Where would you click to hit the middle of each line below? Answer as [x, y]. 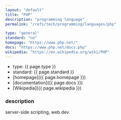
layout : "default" [25, 10]
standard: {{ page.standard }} [43, 72]
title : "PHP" [19, 15]
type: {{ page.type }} [34, 66]
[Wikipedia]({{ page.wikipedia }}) [47, 88]
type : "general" [22, 33]
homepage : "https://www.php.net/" [42, 43]
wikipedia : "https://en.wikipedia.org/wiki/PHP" [57, 52]
